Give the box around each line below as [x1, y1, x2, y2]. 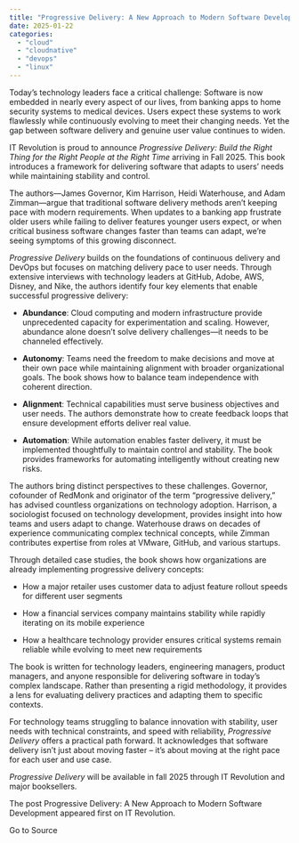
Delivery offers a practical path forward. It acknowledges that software [9, 735, 269, 746]
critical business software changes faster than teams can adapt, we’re [9, 225, 267, 236]
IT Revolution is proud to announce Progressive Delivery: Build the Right [9, 142, 273, 152]
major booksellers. [9, 781, 77, 791]
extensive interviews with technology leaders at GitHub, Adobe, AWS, [9, 271, 265, 281]
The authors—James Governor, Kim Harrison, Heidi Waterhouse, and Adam [9, 188, 287, 199]
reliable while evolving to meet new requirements [21, 644, 203, 654]
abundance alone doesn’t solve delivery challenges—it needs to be [21, 326, 269, 336]
